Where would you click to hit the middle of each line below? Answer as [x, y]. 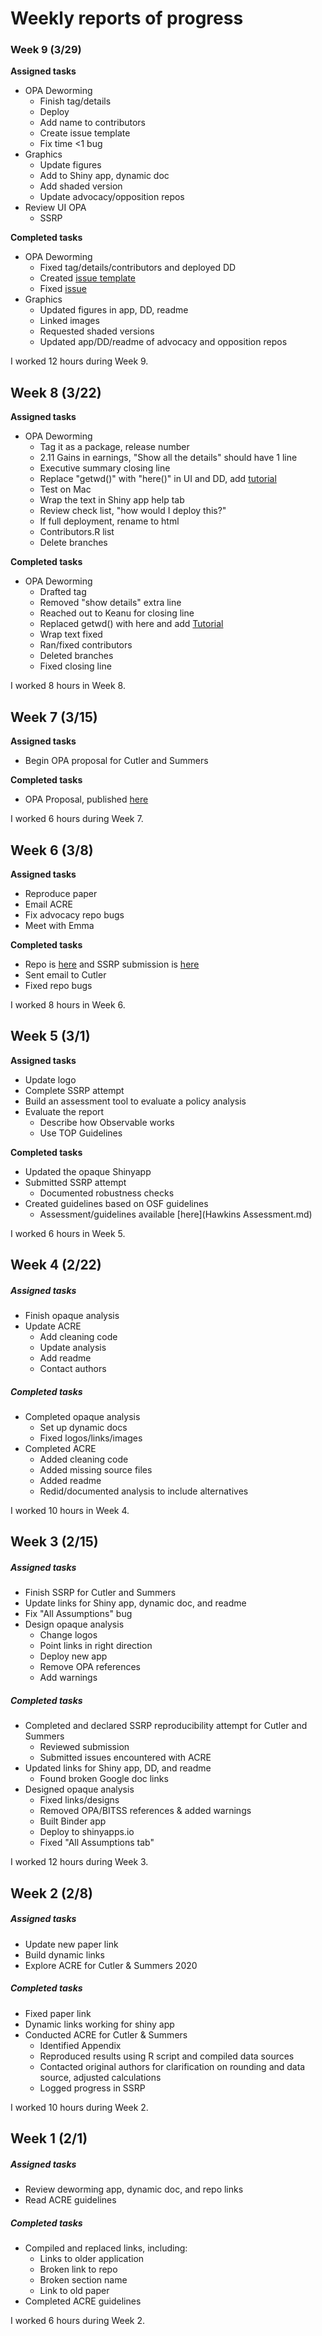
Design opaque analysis [74, 1624]
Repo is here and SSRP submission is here [112, 964]
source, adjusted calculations [100, 2077]
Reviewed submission [84, 1747]
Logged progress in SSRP [92, 2088]
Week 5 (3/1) [50, 1036]
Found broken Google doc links [104, 1779]
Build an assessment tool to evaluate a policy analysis [135, 1101]
